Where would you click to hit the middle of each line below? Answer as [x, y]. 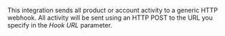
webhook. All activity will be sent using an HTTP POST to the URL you [110, 18]
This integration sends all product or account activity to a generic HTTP [112, 10]
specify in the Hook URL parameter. [60, 25]
